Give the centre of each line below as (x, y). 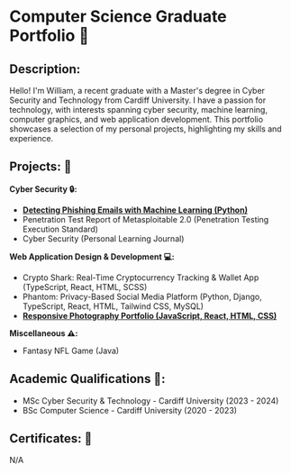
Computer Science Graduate (118, 17)
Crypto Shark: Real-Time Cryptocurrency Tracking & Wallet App (141, 277)
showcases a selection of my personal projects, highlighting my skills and (145, 129)
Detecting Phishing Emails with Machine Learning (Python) (135, 210)
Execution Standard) (60, 229)
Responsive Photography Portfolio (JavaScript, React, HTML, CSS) (150, 315)
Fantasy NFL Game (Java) (71, 350)
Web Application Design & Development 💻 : (92, 256)
